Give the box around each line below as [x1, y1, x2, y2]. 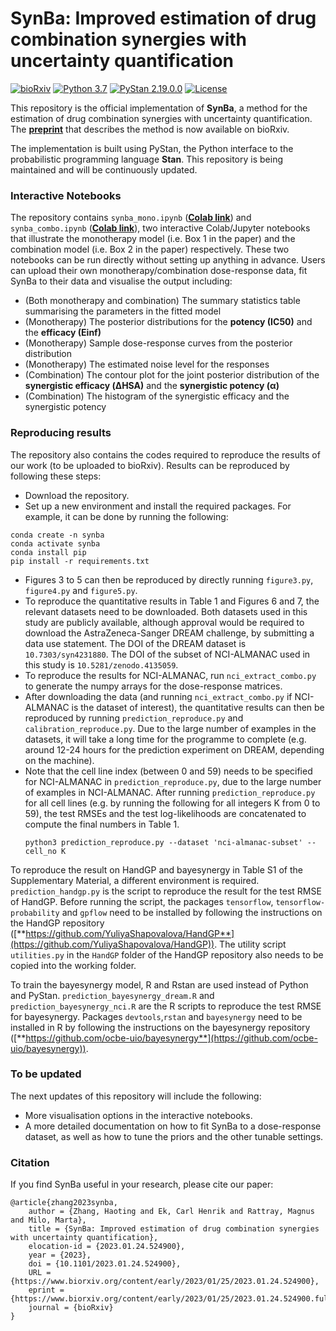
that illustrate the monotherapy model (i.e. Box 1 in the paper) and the [10, 233, 296, 245]
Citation [10, 1155, 50, 1169]
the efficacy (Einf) [24, 327, 102, 339]
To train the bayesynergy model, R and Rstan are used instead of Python [10, 978, 309, 991]
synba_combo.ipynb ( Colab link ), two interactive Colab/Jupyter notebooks [10, 222, 311, 234]
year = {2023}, [28, 1250, 92, 1261]
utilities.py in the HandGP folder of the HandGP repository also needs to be [10, 948, 324, 961]
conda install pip [10, 547, 87, 557]
